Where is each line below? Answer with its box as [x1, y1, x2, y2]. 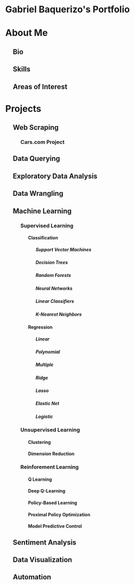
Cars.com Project [20, 138, 65, 146]
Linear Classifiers [35, 298, 74, 305]
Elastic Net [35, 400, 60, 407]
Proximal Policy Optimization [28, 511, 91, 517]
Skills [12, 65, 31, 74]
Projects [5, 103, 42, 114]
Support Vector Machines [35, 246, 92, 252]
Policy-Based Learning [28, 500, 77, 506]
